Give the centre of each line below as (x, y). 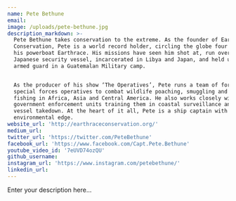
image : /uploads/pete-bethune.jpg (58, 27)
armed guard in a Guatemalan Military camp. (80, 66)
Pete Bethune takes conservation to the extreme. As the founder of (116, 40)
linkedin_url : (28, 170)
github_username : (33, 157)
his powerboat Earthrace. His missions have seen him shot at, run (114, 53)
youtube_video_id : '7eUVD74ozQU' (56, 150)
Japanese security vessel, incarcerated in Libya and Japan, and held (119, 60)
